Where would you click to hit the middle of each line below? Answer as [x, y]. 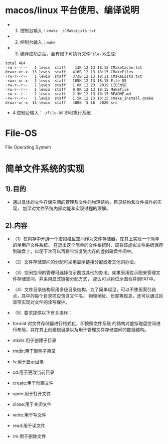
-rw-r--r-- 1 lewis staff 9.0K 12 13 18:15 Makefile [67, 89]
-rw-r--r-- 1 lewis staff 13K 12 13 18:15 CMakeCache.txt [74, 67]
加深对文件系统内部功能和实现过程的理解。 [66, 208]
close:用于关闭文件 [32, 404]
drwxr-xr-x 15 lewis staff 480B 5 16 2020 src [61, 103]
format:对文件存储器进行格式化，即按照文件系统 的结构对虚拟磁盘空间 [84, 323]
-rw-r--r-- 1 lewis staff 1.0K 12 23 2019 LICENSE [66, 85]
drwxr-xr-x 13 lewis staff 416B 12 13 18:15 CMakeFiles [69, 72]
